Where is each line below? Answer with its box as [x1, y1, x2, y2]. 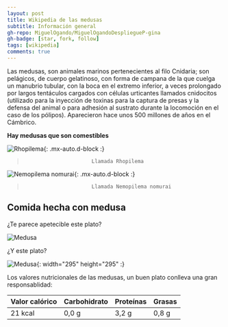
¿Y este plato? [7, 246, 47, 254]
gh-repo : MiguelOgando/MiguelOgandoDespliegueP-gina [7, 29, 161, 36]
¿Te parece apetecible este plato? [7, 220, 102, 228]
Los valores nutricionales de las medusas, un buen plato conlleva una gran [7, 273, 218, 281]
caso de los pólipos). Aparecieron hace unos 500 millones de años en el [7, 110, 211, 119]
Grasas [153, 296, 177, 306]
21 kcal [10, 308, 35, 317]
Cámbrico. [7, 118, 37, 126]
